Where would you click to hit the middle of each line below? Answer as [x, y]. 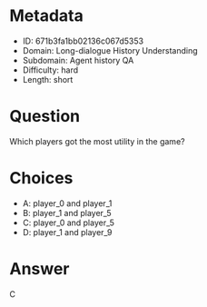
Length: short [48, 79]
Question [44, 117]
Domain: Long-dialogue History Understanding [110, 50]
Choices [41, 178]
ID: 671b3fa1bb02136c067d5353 [83, 41]
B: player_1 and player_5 [67, 213]
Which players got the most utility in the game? [97, 141]
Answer [39, 269]
